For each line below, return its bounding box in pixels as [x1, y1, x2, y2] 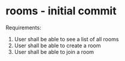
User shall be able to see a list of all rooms [14, 35, 119, 42]
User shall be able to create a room [14, 42, 101, 49]
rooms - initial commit [5, 4, 117, 18]
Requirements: [5, 24, 41, 31]
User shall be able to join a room [14, 48, 94, 55]
